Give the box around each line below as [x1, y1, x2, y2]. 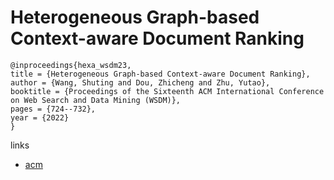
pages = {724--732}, [10, 104, 97, 114]
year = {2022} [10, 112, 70, 123]
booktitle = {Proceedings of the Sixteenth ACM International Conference [10, 86, 325, 96]
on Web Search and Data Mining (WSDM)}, [10, 95, 182, 105]
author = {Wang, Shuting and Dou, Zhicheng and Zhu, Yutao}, [10, 77, 271, 88]
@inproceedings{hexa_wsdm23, [10, 60, 132, 70]
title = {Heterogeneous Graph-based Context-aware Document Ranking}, [10, 69, 311, 79]
